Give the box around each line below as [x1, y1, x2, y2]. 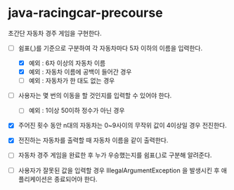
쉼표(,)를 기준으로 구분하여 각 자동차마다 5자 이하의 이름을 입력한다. [18, 43, 203, 52]
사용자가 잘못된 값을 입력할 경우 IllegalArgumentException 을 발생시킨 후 [18, 166, 220, 175]
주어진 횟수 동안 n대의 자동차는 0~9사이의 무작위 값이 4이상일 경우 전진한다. [18, 121, 227, 130]
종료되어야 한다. [54, 175, 98, 183]
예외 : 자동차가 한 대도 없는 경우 [28, 76, 115, 85]
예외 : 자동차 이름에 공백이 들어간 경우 [28, 68, 132, 76]
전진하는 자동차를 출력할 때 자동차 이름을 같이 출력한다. [18, 136, 169, 144]
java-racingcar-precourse [8, 5, 164, 21]
